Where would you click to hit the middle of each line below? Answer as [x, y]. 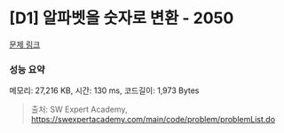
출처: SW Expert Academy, [79, 110]
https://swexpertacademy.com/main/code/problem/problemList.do [153, 120]
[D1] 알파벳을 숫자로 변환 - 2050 [122, 18]
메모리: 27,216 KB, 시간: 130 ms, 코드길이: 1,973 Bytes [104, 90]
